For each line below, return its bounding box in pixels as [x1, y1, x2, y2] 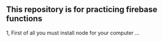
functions [6, 14, 42, 24]
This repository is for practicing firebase [6, 5, 158, 15]
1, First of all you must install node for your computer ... [6, 29, 140, 36]
